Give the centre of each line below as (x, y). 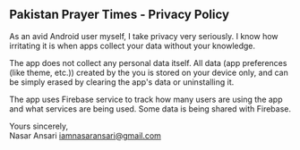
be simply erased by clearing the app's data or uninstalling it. (122, 82)
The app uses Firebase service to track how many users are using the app (146, 99)
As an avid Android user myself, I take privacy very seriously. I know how (144, 36)
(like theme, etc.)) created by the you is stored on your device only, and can (149, 72)
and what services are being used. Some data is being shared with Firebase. (150, 108)
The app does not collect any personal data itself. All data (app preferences (148, 62)
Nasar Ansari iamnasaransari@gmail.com (85, 135)
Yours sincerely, (39, 126)
